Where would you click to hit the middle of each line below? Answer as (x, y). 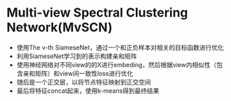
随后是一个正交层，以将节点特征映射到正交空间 (83, 82)
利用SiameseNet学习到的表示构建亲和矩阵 (77, 56)
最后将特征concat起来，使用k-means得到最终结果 (88, 91)
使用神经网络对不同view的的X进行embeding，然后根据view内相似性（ (117, 64)
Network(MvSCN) (59, 27)
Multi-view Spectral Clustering (97, 13)
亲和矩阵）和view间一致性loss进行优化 (78, 73)
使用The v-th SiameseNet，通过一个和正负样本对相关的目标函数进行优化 (120, 47)
